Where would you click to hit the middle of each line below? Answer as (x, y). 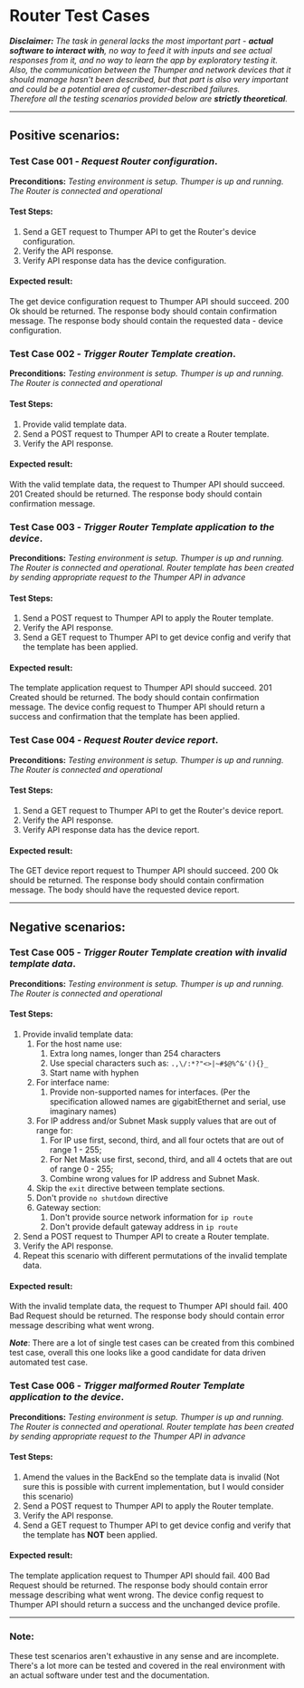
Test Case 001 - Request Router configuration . (114, 161)
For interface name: (73, 1083)
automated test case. (49, 1362)
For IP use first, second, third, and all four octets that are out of (167, 1140)
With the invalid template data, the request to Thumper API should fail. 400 (148, 1307)
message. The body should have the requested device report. (124, 890)
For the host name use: (79, 1044)
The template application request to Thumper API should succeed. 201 (141, 688)
